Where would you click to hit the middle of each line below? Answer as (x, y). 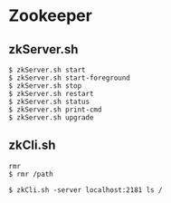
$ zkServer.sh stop (45, 86)
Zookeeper (50, 16)
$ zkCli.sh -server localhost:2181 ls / (86, 190)
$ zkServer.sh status (49, 101)
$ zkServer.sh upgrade (51, 118)
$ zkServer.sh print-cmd (55, 110)
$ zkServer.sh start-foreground (69, 78)
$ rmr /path (31, 174)
